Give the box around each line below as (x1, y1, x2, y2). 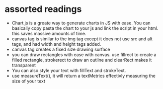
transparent (11, 62, 36, 68)
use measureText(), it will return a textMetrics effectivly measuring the (11, 73, 156, 79)
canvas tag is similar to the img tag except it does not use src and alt (11, 36, 153, 42)
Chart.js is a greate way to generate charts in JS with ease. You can (11, 20, 151, 26)
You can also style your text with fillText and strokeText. (11, 67, 126, 73)
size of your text (11, 78, 45, 84)
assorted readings (4, 3, 82, 15)
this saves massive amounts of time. (11, 30, 86, 36)
